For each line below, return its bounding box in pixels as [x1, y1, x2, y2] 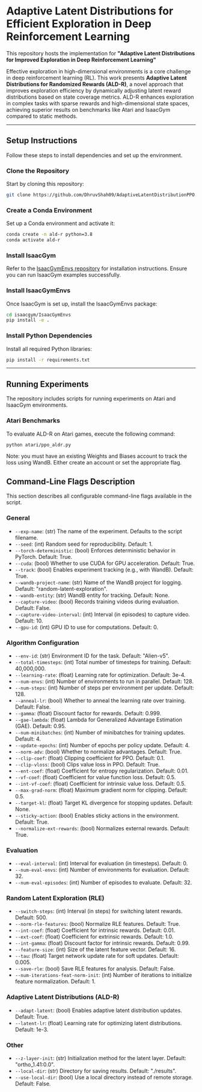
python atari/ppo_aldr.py [6, 442, 71, 448]
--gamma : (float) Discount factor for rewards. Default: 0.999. [14, 709, 162, 717]
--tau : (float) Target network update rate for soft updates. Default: [14, 952, 179, 960]
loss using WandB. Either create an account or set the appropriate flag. [6, 459, 182, 466]
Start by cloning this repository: [6, 180, 84, 188]
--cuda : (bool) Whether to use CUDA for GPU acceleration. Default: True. [14, 560, 195, 567]
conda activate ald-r [6, 237, 61, 243]
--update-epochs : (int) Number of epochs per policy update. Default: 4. [14, 741, 191, 748]
